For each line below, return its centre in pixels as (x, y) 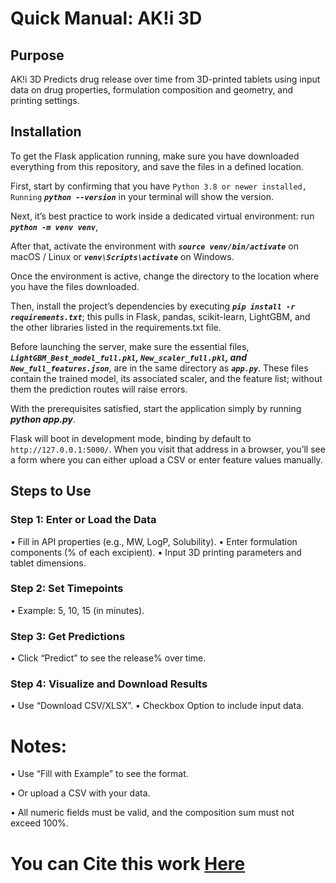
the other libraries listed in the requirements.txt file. (116, 327)
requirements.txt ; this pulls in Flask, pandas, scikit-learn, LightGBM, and (160, 316)
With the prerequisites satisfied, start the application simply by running (156, 408)
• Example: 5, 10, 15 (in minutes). (77, 610)
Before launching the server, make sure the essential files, (130, 346)
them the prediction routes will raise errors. (99, 389)
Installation (46, 132)
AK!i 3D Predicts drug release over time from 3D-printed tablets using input (165, 79)
